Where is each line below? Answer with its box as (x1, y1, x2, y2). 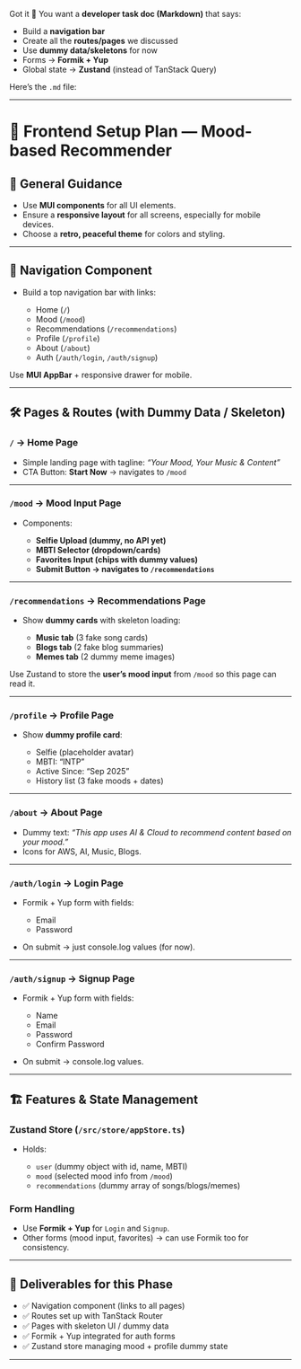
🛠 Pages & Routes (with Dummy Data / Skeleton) (9, 405, 286, 420)
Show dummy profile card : (21, 729, 123, 740)
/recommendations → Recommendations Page (9, 594, 206, 606)
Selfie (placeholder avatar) (35, 746, 134, 758)
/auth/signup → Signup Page (9, 972, 135, 985)
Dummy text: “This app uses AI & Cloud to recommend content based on (21, 826, 292, 837)
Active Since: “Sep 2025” (35, 766, 130, 777)
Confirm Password (35, 1038, 105, 1050)
